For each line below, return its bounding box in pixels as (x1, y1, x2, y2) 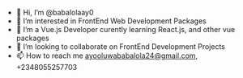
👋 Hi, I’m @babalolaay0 (15, 8, 95, 17)
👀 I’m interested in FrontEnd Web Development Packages (15, 16, 207, 26)
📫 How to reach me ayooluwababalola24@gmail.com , (15, 51, 198, 60)
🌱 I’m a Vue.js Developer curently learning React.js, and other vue (15, 25, 236, 34)
